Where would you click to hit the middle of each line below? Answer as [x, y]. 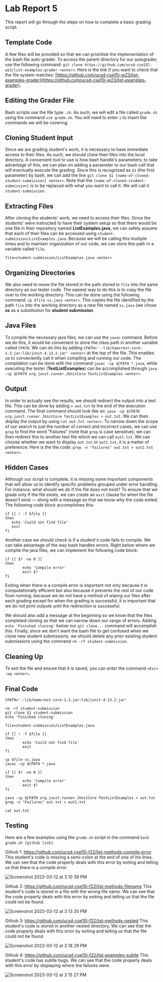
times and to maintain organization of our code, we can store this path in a [80, 244]
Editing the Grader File [40, 100]
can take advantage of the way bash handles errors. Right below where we [80, 545]
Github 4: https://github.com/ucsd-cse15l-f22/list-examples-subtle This [77, 955]
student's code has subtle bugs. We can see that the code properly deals [79, 960]
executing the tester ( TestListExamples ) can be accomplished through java [81, 368]
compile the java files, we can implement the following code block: [72, 550]
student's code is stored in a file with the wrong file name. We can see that [80, 891]
